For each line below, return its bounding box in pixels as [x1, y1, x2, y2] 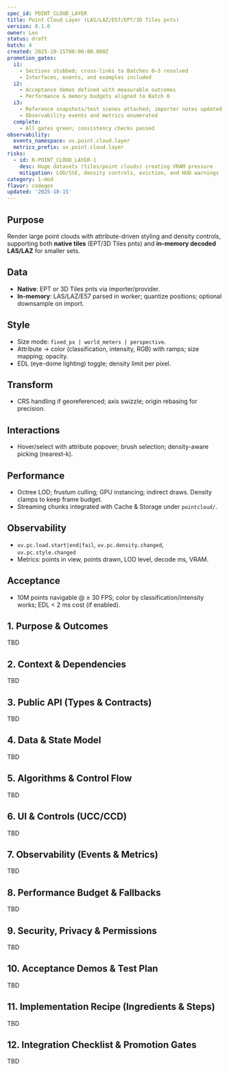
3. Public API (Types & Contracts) [7, 697, 152, 708]
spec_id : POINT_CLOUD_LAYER [7, 10, 88, 17]
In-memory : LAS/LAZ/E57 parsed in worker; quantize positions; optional [16, 292, 222, 300]
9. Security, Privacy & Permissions [7, 925, 158, 937]
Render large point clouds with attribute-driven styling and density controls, [7, 232, 221, 240]
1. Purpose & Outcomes [7, 621, 108, 632]
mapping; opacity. [16, 352, 69, 360]
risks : [7, 150, 26, 158]
